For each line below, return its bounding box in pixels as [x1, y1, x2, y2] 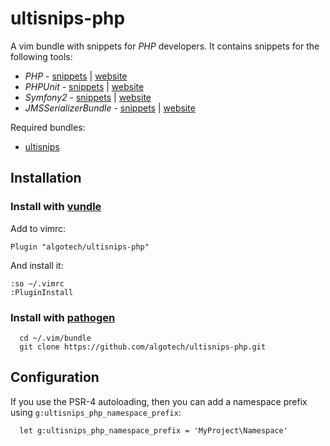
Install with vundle [10, 200, 102, 214]
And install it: [10, 259, 64, 271]
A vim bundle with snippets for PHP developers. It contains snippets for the [10, 40, 320, 52]
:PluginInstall [10, 287, 74, 297]
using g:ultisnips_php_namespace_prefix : [10, 406, 182, 418]
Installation [10, 170, 82, 187]
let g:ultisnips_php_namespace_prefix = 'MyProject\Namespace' [19, 425, 288, 436]
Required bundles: [10, 121, 86, 133]
